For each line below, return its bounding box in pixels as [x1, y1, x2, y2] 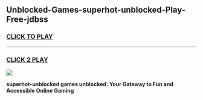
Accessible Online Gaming [6, 87, 74, 94]
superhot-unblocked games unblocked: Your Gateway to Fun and [6, 80, 173, 87]
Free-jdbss [6, 15, 48, 25]
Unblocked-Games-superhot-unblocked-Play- [6, 5, 186, 15]
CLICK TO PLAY [6, 33, 53, 41]
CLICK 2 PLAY [6, 55, 48, 64]
